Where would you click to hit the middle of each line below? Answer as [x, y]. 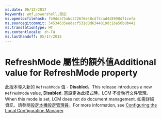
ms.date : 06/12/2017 [26, 9]
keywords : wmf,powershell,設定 [36, 14]
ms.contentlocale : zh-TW [30, 32]
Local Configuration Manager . [35, 110]
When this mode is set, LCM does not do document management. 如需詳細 [80, 99]
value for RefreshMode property [71, 73]
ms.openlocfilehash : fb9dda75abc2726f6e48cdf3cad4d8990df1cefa [70, 18]
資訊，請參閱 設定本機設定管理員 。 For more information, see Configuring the [81, 105]
